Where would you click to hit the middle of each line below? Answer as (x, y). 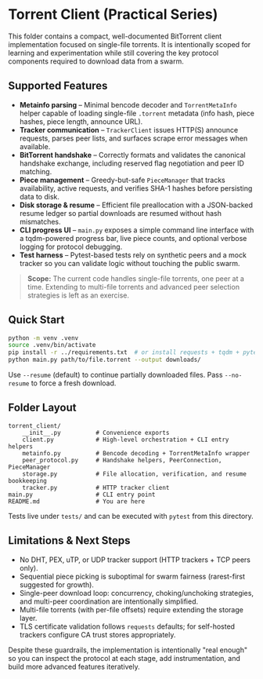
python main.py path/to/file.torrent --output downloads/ (104, 360)
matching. (36, 171)
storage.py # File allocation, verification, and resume (134, 474)
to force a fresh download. (74, 383)
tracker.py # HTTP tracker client (96, 487)
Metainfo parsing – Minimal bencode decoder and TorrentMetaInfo (128, 104)
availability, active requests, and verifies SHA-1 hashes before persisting (136, 188)
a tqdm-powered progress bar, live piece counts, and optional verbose (133, 238)
